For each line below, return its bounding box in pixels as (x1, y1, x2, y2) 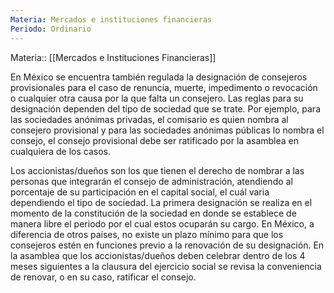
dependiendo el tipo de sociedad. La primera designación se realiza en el (10, 196, 313, 208)
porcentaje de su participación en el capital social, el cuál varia (10, 186, 270, 198)
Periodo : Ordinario (10, 24, 92, 34)
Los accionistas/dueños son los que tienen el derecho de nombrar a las (10, 164, 305, 176)
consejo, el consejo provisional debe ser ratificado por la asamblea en (10, 134, 300, 146)
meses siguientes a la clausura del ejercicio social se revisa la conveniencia (10, 260, 322, 272)
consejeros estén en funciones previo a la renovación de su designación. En (10, 239, 325, 251)
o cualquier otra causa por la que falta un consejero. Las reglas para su (10, 92, 304, 104)
